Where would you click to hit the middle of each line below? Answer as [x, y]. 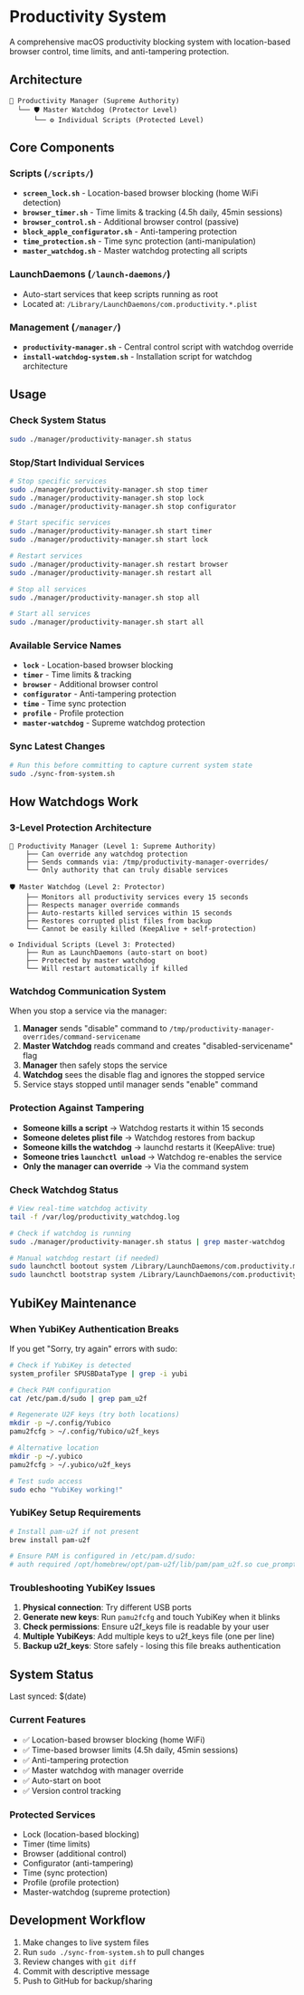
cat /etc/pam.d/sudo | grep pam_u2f [78, 1398]
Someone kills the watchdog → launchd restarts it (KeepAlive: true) [149, 1146]
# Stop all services [48, 589]
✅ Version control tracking [71, 1790]
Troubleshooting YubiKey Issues [82, 1588]
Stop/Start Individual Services [77, 462]
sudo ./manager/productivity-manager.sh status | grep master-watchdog [147, 1242]
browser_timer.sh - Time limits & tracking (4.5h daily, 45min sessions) [152, 212]
